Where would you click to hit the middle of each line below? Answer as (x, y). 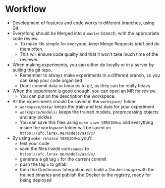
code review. (25, 38)
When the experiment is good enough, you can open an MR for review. (84, 91)
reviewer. (29, 59)
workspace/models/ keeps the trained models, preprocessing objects (89, 112)
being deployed (36, 180)
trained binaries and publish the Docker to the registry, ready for (85, 175)
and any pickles (36, 117)
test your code (34, 143)
